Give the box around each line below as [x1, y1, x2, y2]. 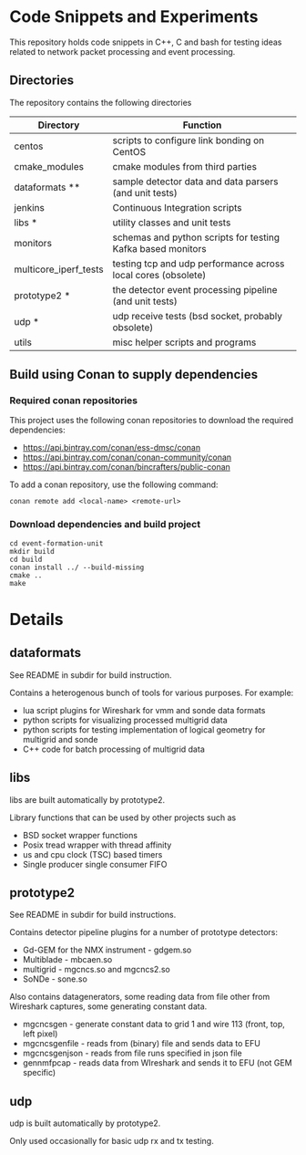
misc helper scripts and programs [112, 336, 257, 349]
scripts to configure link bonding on [112, 134, 265, 147]
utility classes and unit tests [112, 216, 231, 229]
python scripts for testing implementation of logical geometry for [22, 723, 266, 735]
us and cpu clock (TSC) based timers [22, 848, 163, 859]
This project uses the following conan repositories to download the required [9, 415, 294, 426]
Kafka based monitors [112, 242, 207, 255]
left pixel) [22, 1028, 58, 1039]
